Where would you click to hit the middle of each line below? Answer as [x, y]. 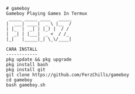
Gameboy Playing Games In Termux [47, 13]
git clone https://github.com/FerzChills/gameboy [67, 75]
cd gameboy [19, 80]
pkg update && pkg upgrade [39, 60]
